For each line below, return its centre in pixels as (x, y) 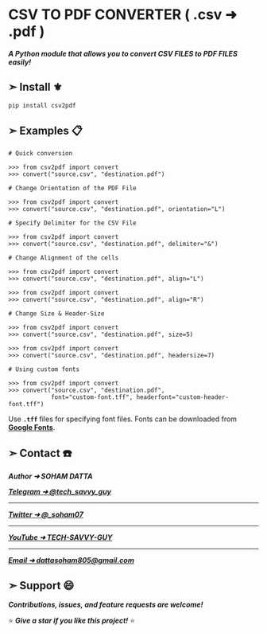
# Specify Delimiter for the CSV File (72, 223)
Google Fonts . (32, 427)
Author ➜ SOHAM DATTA (50, 476)
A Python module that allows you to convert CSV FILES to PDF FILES (123, 53)
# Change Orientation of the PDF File (72, 188)
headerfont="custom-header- (182, 397)
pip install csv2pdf (43, 105)
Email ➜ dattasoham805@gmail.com (72, 561)
